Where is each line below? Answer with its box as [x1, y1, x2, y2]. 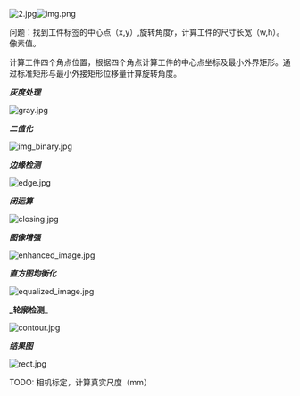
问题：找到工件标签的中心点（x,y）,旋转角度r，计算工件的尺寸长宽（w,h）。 [9, 27, 285, 37]
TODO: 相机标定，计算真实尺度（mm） [9, 377, 152, 387]
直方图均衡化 [9, 268, 56, 278]
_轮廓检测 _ [9, 304, 49, 315]
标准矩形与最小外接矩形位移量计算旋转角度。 [16, 68, 181, 78]
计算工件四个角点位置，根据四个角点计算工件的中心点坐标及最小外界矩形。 [9, 57, 283, 67]
